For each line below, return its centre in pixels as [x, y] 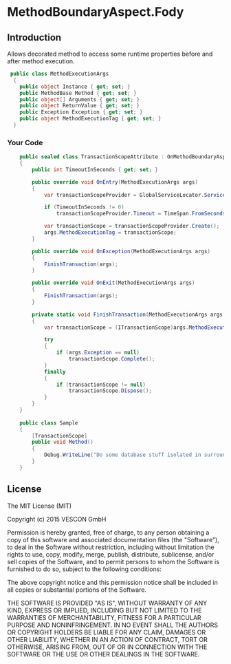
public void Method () [63, 442]
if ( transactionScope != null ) [101, 385]
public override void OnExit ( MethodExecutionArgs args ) [113, 283]
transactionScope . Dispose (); [110, 391]
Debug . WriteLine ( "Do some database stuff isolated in [122, 455]
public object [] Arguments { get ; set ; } [79, 99]
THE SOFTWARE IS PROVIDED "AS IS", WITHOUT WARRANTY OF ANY [107, 603]
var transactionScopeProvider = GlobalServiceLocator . [124, 195]
